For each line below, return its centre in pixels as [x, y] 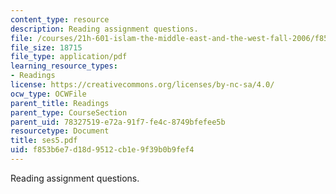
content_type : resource [60, 19]
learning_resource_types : [64, 66]
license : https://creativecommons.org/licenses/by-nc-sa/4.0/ [142, 85]
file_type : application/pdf [69, 57]
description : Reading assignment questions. [104, 29]
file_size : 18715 [46, 47]
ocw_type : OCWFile [48, 94]
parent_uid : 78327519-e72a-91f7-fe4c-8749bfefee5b [118, 122]
